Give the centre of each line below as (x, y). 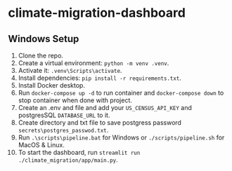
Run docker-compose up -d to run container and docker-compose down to (121, 93)
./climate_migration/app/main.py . (68, 160)
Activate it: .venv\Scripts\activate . (70, 70)
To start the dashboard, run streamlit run (79, 152)
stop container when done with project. (75, 100)
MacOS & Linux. (41, 145)
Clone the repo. (41, 55)
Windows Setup (44, 39)
